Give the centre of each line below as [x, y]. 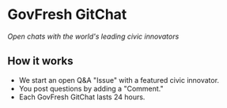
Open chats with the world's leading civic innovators [93, 36]
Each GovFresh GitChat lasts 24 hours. [82, 97]
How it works [40, 61]
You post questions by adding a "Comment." [91, 88]
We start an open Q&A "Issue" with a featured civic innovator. [119, 80]
